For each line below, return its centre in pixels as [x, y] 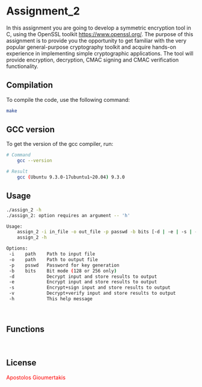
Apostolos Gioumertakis [36, 377]
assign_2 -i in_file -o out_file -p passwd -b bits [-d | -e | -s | [105, 232]
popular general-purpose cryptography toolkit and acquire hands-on [91, 47]
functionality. [23, 66]
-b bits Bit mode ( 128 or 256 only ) [63, 271]
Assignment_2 [43, 11]
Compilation [29, 85]
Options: [17, 248]
